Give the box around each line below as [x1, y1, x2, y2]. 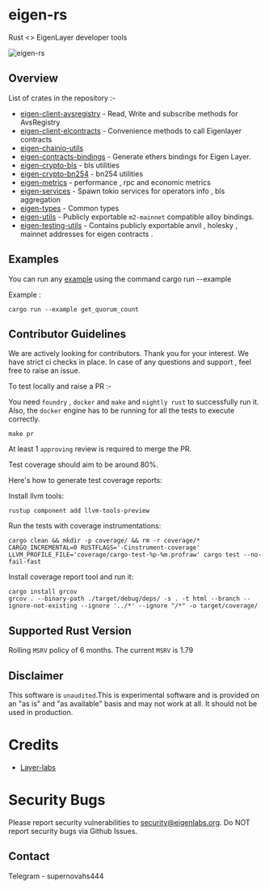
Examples [8, 252, 59, 266]
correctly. [8, 414, 40, 424]
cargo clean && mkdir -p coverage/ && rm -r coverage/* [8, 536, 200, 545]
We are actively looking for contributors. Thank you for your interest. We [8, 349, 249, 358]
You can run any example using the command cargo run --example [8, 273, 232, 284]
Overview [8, 71, 59, 86]
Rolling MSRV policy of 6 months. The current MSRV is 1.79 [8, 646, 194, 655]
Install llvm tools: [8, 491, 65, 501]
